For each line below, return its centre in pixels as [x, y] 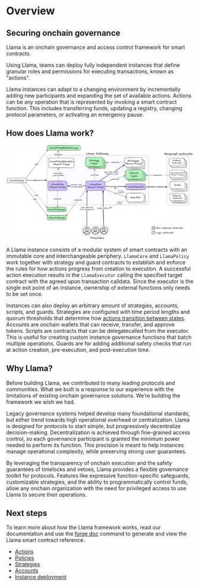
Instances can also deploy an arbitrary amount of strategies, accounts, [93, 306]
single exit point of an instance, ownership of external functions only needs [98, 288]
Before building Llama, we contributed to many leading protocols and [91, 383]
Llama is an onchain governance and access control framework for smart [96, 47]
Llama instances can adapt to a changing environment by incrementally [94, 89]
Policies [24, 558]
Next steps [27, 513]
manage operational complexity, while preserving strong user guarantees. [97, 451]
